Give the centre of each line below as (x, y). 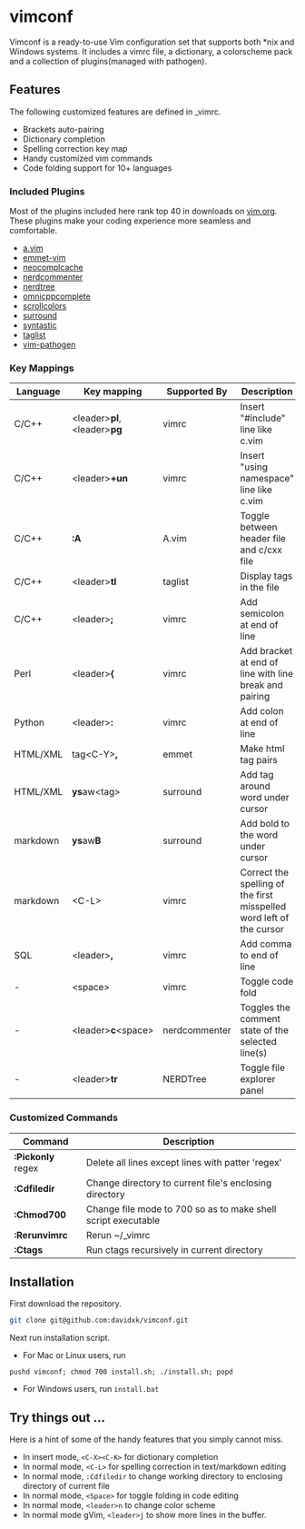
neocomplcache (53, 268)
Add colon (262, 711)
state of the (264, 1030)
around (255, 786)
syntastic (39, 325)
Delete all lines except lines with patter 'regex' (184, 1162)
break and (261, 685)
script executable (123, 1220)
